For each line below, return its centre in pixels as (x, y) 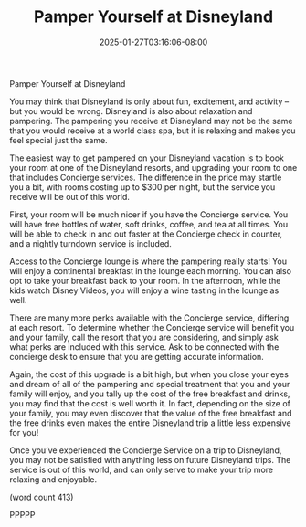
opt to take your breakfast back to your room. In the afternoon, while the (145, 280)
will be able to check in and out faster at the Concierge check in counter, (146, 234)
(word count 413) (42, 497)
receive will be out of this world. (70, 196)
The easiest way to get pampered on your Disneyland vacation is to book (147, 158)
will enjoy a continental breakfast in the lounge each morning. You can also (151, 270)
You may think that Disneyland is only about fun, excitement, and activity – (149, 101)
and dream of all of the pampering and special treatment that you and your (150, 384)
